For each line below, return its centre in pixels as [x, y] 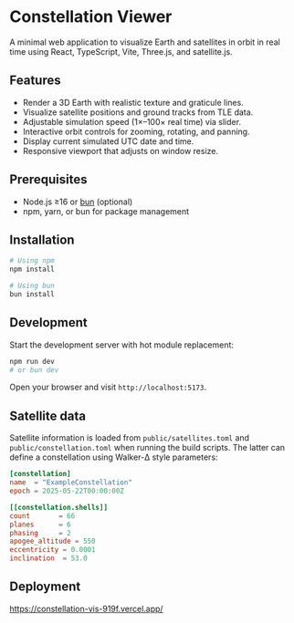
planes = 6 [40, 524]
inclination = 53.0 [49, 558]
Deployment [45, 587]
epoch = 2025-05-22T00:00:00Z [67, 491]
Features [35, 81]
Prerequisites [48, 180]
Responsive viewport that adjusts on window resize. [121, 151]
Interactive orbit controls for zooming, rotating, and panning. [136, 131]
